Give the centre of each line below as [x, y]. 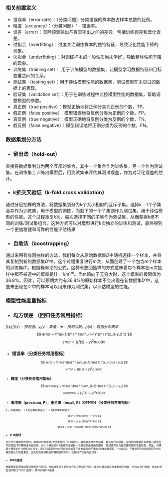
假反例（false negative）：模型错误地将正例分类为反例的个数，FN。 [82, 125]
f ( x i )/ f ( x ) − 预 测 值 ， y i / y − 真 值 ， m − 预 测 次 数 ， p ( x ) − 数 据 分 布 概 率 [62, 327]
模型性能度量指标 [26, 301]
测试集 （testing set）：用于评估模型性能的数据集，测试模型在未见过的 [84, 82]
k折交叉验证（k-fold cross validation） [60, 193]
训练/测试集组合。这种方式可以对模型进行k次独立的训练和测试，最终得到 [88, 223]
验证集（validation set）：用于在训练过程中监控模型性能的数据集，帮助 [84, 94]
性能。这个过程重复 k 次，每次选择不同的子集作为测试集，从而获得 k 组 [84, 217]
